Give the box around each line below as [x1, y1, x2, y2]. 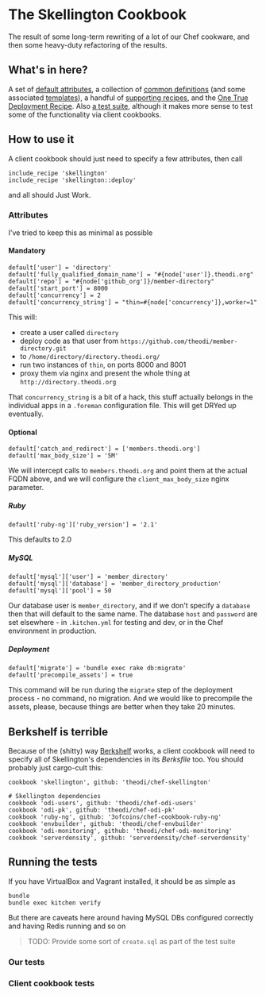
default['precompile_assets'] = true [8, 671, 133, 680]
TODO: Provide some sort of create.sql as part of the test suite [27, 936, 236, 946]
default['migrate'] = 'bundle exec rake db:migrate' [8, 665, 187, 673]
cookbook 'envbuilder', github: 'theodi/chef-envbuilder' [8, 820, 204, 827]
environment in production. [8, 626, 97, 636]
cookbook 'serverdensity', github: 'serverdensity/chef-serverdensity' [8, 834, 250, 842]
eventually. [8, 409, 44, 418]
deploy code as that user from [19, 336, 119, 346]
